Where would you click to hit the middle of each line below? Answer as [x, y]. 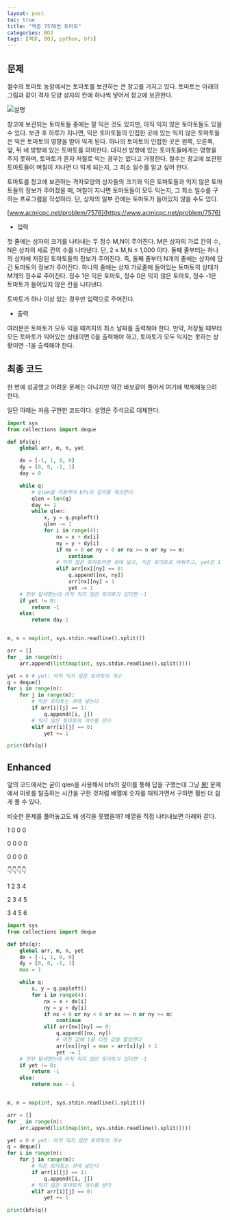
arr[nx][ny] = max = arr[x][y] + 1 [106, 1046]
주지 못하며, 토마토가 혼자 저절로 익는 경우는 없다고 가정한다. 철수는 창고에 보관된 [115, 158]
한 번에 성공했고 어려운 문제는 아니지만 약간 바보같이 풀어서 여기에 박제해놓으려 [112, 387]
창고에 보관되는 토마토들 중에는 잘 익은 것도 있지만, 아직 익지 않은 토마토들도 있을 [115, 124]
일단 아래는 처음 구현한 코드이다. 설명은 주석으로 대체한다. [84, 410]
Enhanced [29, 767]
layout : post [26, 13]
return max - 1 [53, 1085]
